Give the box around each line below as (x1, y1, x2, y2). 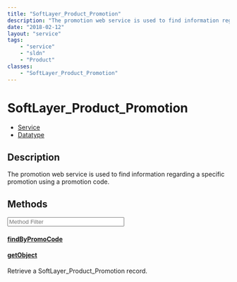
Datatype (17, 131, 44, 139)
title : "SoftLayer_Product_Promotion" (7, 10, 121, 18)
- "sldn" (20, 50, 46, 57)
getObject (7, 251, 37, 259)
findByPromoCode (7, 235, 63, 243)
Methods (7, 198, 48, 210)
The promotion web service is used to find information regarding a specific (7, 170, 225, 179)
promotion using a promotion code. (7, 177, 110, 186)
